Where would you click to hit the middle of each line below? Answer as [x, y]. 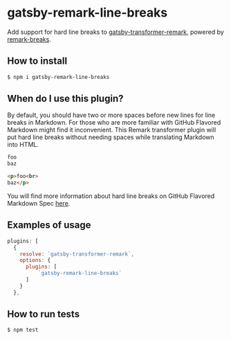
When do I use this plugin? [65, 99]
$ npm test [23, 330]
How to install [37, 61]
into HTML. [23, 145]
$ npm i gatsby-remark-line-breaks [58, 77]
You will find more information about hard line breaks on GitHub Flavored [111, 196]
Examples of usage [49, 225]
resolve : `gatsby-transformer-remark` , [77, 254]
